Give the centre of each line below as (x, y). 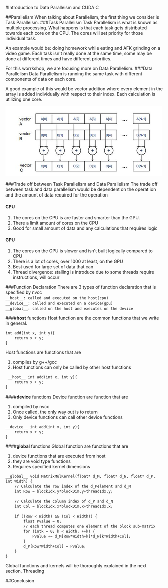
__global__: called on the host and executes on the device (69, 309)
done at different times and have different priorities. (58, 59)
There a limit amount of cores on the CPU (55, 223)
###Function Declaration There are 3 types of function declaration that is (81, 287)
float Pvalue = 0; (42, 522)
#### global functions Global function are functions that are (67, 446)
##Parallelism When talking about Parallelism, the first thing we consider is (82, 17)
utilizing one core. (24, 99)
